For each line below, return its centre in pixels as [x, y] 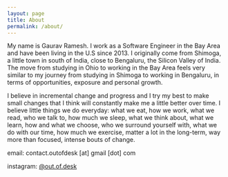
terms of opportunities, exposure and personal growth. [85, 83]
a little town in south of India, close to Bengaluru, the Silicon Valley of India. [114, 61]
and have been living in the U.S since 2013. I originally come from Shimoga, [114, 53]
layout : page [26, 13]
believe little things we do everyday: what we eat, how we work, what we [111, 110]
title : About [26, 20]
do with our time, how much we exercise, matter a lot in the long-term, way [114, 132]
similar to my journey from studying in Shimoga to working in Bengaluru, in [113, 75]
